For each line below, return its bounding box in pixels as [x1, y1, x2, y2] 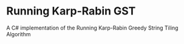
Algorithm [6, 30, 31, 37]
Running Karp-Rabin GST [6, 4, 136, 18]
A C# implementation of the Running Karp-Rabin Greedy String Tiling [6, 24, 179, 31]
